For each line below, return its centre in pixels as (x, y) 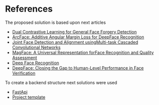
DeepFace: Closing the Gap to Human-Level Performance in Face (78, 68)
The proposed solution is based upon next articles (56, 22)
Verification (24, 73)
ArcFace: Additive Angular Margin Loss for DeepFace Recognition (78, 37)
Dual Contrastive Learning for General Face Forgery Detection (74, 32)
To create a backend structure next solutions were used (61, 82)
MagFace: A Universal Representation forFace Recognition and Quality (83, 52)
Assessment (25, 57)
